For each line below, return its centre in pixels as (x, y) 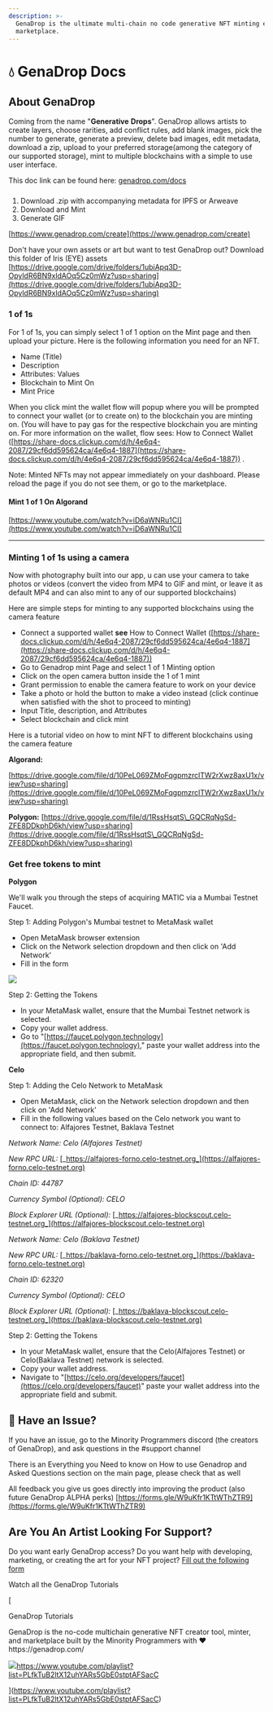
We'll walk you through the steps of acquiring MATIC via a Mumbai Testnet (133, 898)
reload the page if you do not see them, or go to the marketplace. (118, 483)
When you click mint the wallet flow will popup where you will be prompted (134, 407)
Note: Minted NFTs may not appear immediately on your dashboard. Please (134, 474)
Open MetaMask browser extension (80, 938)
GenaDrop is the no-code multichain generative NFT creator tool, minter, (130, 1632)
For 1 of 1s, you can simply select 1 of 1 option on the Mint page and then (130, 332)
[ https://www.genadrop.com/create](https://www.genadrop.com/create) (129, 234)
